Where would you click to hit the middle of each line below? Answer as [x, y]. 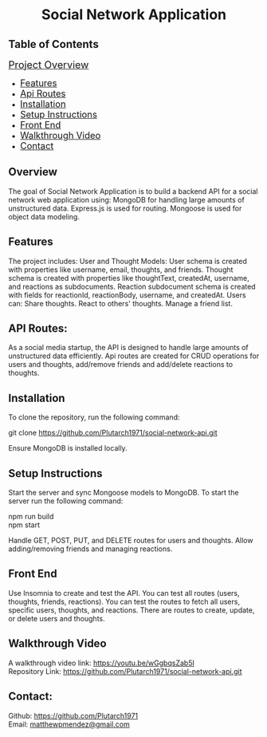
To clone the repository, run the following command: [94, 417]
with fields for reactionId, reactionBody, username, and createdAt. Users [127, 295]
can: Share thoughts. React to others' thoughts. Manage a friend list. [121, 303]
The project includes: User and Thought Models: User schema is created [128, 261]
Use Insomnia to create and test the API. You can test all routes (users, [124, 593]
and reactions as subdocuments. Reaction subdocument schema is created [132, 286]
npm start [24, 525]
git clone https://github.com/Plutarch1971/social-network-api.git [113, 433]
